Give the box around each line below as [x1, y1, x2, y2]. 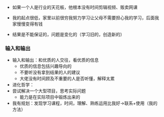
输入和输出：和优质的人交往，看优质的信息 [12, 57, 99, 63]
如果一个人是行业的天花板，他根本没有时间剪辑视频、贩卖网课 [12, 4, 138, 10]
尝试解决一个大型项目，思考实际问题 [12, 88, 86, 94]
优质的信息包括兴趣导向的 [19, 63, 72, 69]
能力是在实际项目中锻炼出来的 [19, 94, 80, 100]
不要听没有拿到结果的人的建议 [19, 70, 80, 76]
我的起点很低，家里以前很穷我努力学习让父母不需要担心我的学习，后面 [12, 15, 155, 21]
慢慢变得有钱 [16, 21, 43, 27]
